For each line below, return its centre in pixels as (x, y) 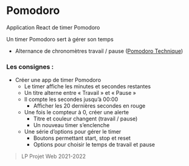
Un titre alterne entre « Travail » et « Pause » (80, 93)
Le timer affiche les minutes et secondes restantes (87, 86)
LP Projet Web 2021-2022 (53, 156)
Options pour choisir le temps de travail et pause (94, 145)
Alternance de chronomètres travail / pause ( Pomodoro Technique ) (99, 51)
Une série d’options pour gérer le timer (73, 132)
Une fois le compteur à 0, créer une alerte (77, 112)
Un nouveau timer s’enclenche (71, 125)
